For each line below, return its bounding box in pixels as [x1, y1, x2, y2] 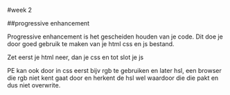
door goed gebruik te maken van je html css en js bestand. [7, 40, 175, 47]
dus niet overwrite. [7, 81, 61, 89]
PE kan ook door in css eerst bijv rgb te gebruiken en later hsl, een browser [7, 67, 222, 74]
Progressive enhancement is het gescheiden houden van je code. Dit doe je [7, 32, 223, 41]
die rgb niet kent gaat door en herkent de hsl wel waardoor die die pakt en [7, 74, 219, 82]
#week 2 [7, 6, 33, 14]
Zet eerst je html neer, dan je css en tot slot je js [7, 53, 144, 61]
